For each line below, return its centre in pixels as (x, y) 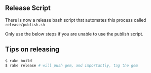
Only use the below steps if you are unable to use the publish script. (74, 34)
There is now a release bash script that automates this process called (76, 20)
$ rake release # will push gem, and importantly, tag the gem (72, 65)
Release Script (28, 8)
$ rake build (19, 61)
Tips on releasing (32, 50)
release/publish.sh (25, 25)
